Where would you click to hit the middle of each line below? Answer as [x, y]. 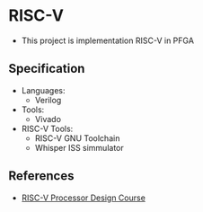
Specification [47, 69]
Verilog [48, 100]
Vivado [48, 119]
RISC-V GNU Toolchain [77, 138]
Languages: [43, 90]
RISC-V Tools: [47, 128]
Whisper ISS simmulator [79, 147]
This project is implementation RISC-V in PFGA [108, 40]
